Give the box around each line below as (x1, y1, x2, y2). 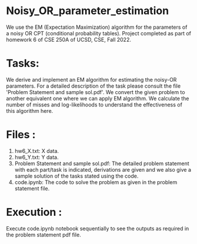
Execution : (6, 206, 62, 219)
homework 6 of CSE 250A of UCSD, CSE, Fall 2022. (6, 36, 131, 43)
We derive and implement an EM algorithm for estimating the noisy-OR (6, 76, 177, 83)
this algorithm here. (6, 107, 54, 114)
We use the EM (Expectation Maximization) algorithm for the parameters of (6, 24, 188, 31)
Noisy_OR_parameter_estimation (6, 4, 169, 18)
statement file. (14, 185, 50, 192)
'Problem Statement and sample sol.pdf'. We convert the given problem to (6, 88, 185, 95)
